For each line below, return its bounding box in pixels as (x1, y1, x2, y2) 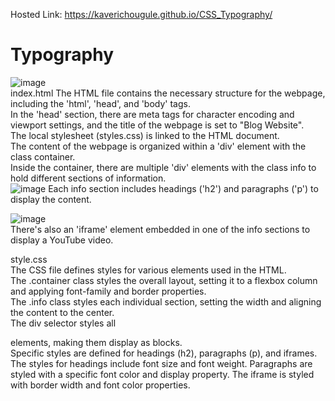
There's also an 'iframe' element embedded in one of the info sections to (10, 223, 311, 235)
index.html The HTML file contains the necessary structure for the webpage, (10, 87, 326, 99)
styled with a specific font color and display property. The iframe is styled (10, 368, 315, 380)
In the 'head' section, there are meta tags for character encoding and (10, 108, 295, 120)
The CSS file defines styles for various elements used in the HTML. (10, 264, 287, 276)
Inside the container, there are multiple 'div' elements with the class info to (10, 161, 317, 173)
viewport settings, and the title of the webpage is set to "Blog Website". (10, 119, 305, 131)
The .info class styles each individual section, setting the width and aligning (10, 295, 322, 308)
